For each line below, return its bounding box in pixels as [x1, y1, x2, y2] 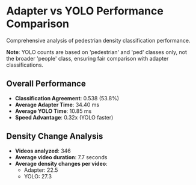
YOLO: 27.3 [23, 172, 52, 180]
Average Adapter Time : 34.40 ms [14, 101, 100, 108]
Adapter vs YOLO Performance [6, 4, 164, 18]
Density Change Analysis [6, 131, 103, 142]
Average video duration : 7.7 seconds [14, 153, 108, 160]
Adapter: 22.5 [23, 166, 58, 174]
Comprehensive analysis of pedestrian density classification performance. [6, 37, 191, 44]
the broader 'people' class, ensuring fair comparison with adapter [6, 55, 169, 62]
